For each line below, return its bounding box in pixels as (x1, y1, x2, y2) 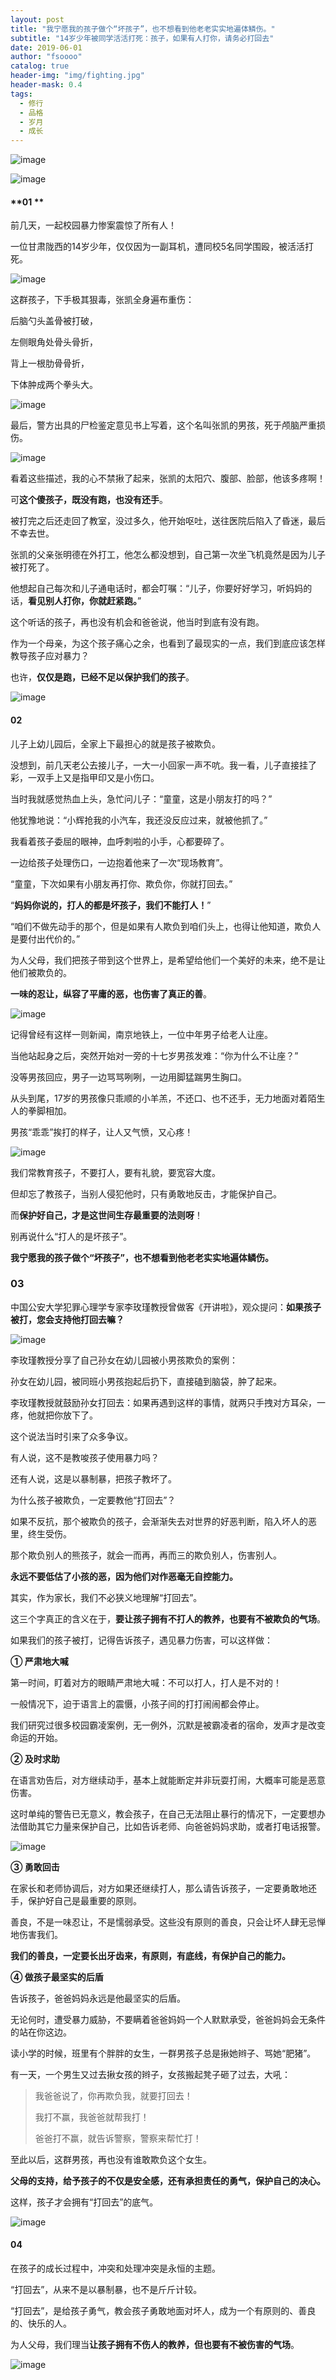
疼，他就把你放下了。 (10, 1409, 98, 1421)
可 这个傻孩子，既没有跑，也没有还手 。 (10, 494, 168, 506)
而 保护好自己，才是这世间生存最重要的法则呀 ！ (10, 1209, 203, 1221)
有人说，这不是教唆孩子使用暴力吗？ (10, 1451, 160, 1463)
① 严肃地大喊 (10, 1655, 69, 1667)
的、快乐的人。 (10, 2317, 72, 2330)
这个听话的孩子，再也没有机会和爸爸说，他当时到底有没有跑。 (10, 616, 265, 628)
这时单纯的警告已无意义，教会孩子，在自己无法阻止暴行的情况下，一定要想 (10, 1807, 317, 1820)
